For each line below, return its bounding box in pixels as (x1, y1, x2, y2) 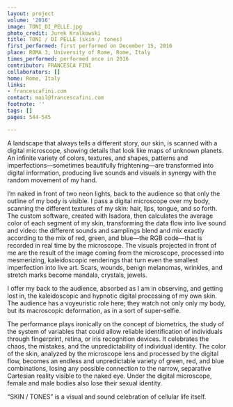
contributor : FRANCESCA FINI (7, 62, 92, 69)
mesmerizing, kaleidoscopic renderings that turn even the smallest (7, 255, 198, 264)
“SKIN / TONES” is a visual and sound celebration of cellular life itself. (7, 392, 207, 401)
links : (7, 81, 26, 88)
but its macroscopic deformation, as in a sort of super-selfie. (7, 306, 182, 314)
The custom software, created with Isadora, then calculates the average (7, 212, 214, 220)
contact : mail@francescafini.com (7, 95, 104, 102)
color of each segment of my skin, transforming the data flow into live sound (7, 218, 226, 227)
